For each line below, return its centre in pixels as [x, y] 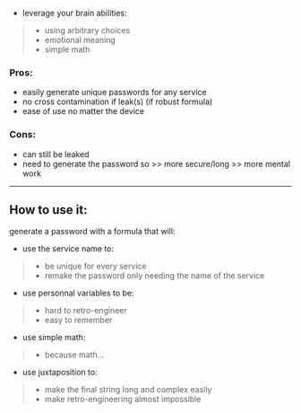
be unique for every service [95, 266]
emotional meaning [80, 40]
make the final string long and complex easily [128, 390]
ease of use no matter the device [83, 111]
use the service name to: [68, 249]
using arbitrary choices [87, 30]
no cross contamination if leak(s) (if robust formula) [117, 101]
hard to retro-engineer [86, 311]
